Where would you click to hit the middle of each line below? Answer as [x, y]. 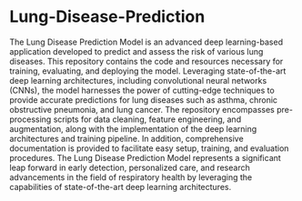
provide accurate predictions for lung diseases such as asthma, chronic [144, 100]
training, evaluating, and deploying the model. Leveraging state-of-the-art [148, 71]
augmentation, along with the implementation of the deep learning [133, 128]
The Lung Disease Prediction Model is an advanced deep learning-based [146, 42]
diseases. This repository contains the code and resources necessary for [146, 61]
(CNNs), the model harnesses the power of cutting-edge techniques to [142, 90]
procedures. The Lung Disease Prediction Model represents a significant [146, 157]
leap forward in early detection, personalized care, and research [130, 167]
